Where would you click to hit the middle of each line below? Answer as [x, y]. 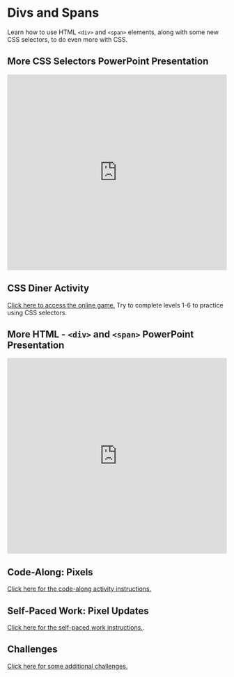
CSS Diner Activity [48, 288]
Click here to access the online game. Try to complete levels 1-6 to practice [116, 305]
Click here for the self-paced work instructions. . [76, 627]
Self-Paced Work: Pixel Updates [78, 611]
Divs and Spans [53, 13]
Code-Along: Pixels [50, 572]
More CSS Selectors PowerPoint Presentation [108, 62]
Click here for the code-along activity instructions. [79, 589]
